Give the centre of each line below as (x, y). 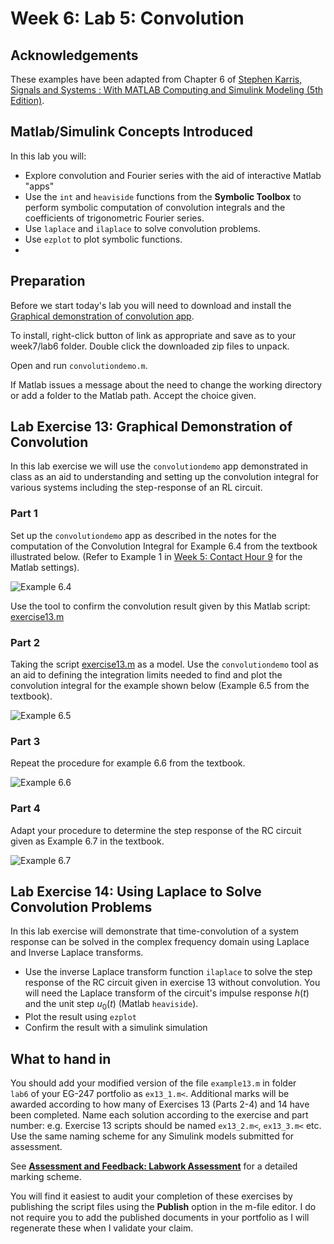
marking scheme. (46, 1177)
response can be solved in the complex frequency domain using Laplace (160, 942)
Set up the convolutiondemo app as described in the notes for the (143, 535)
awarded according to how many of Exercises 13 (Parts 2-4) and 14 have (160, 1104)
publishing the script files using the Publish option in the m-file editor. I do (163, 1207)
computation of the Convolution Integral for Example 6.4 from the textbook (164, 546)
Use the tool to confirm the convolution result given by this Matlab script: (160, 606)
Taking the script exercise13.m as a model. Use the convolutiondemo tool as (164, 664)
